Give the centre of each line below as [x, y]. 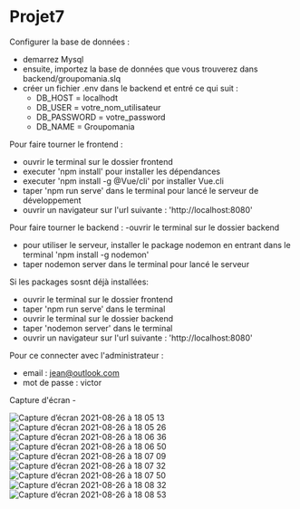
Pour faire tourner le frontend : [67, 144]
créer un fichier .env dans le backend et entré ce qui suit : [130, 88]
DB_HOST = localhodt [77, 98]
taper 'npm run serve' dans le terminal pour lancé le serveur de [140, 190]
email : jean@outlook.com [71, 372]
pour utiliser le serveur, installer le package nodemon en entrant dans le [157, 245]
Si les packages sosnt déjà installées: [79, 282]
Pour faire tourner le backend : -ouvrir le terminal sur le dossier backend [145, 227]
